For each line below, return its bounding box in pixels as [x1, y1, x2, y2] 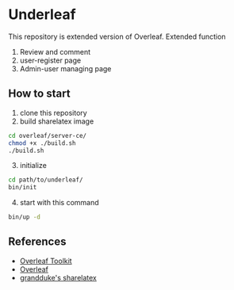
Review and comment [19, 47, 91, 56]
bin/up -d [8, 213, 41, 221]
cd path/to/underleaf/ [8, 176, 83, 184]
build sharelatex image [19, 116, 94, 126]
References [8, 235, 67, 249]
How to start [8, 87, 71, 101]
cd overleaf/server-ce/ [8, 132, 87, 139]
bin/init [8, 184, 37, 192]
